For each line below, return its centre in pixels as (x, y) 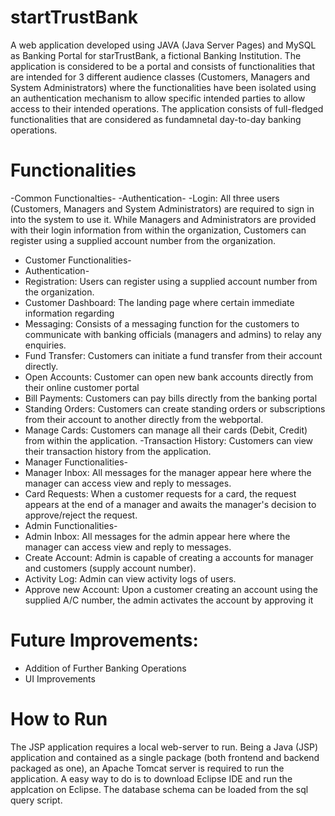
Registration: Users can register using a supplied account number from (171, 281)
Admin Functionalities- (71, 525)
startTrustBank (74, 17)
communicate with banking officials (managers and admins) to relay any (173, 334)
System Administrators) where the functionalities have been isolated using (163, 87)
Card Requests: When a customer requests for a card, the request (160, 493)
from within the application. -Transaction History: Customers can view (169, 440)
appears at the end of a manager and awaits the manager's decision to (170, 504)
